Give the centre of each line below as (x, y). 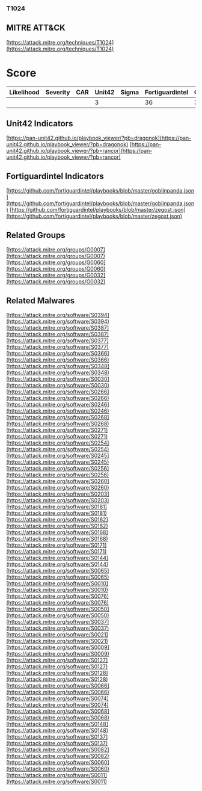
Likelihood (25, 92)
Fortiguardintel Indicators (55, 176)
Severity (58, 92)
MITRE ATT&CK (36, 28)
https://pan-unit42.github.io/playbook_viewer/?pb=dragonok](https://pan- (100, 138)
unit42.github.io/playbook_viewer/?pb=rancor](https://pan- (79, 151)
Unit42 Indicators (40, 124)
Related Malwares (41, 300)
